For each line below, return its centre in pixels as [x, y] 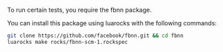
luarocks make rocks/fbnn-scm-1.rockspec [68, 42]
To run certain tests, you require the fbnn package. [79, 10]
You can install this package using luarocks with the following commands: [112, 23]
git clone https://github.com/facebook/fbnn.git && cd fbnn [96, 36]
